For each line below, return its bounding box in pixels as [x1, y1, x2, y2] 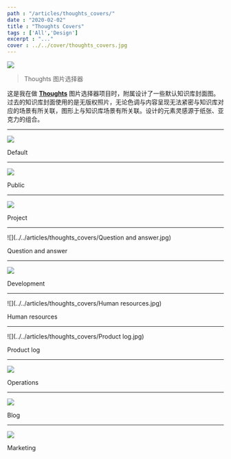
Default [7, 149, 28, 156]
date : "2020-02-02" [7, 17, 67, 23]
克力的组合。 [7, 115, 43, 123]
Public [7, 181, 25, 189]
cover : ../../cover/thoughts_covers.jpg [7, 42, 128, 49]
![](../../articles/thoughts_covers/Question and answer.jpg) [7, 233, 172, 242]
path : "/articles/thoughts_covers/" [7, 10, 115, 17]
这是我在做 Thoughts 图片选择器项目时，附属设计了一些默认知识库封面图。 [7, 89, 220, 97]
